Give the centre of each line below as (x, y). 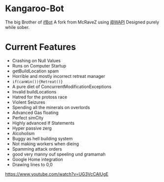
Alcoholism (23, 133)
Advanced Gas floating (35, 113)
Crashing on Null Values (36, 60)
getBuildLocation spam (35, 71)
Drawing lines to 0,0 (32, 164)
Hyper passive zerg (32, 128)
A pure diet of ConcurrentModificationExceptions (62, 87)
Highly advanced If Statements (43, 123)
